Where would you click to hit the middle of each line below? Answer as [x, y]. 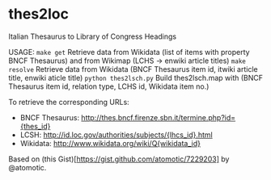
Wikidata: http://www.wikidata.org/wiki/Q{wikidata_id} [110, 143]
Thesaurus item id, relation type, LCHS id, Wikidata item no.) [109, 86]
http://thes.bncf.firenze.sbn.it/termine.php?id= [158, 117]
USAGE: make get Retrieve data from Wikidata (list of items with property [129, 52]
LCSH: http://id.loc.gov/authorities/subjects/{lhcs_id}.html [116, 135]
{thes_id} [35, 126]
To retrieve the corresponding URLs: [69, 102]
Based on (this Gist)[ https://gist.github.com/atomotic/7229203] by [119, 159]
